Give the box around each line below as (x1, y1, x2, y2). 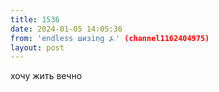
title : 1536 (10, 14, 60, 25)
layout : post (10, 42, 65, 53)
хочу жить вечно (10, 70, 83, 82)
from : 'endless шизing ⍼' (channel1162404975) (10, 33, 210, 43)
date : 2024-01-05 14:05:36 (10, 24, 123, 34)
